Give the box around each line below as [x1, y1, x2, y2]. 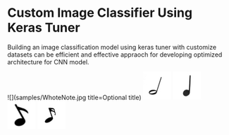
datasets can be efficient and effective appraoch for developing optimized [7, 50, 223, 59]
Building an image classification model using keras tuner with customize [7, 43, 217, 51]
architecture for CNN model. [7, 57, 89, 66]
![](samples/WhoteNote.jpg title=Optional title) [7, 93, 142, 101]
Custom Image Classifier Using [7, 5, 192, 21]
